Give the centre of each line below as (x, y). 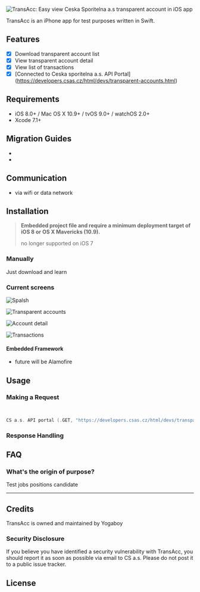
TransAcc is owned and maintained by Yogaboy (65, 524)
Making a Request (33, 397)
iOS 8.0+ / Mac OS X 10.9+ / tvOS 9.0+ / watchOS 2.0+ (82, 114)
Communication (37, 178)
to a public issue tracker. (36, 564)
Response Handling (35, 435)
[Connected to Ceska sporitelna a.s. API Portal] (73, 74)
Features (23, 40)
